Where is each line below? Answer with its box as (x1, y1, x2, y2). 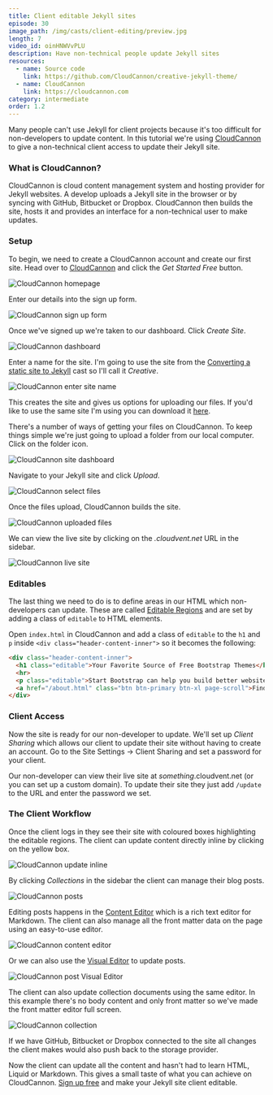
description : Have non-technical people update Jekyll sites (8, 50, 220, 58)
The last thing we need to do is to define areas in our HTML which (8, 596, 230, 606)
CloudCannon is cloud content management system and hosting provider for (8, 180, 265, 191)
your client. (8, 755, 46, 764)
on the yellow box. (8, 844, 70, 854)
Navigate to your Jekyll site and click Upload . (8, 470, 160, 480)
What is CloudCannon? (8, 162, 102, 174)
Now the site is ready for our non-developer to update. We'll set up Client (8, 729, 253, 739)
